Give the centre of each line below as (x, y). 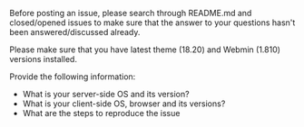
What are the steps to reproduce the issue (101, 113)
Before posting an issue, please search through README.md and (131, 13)
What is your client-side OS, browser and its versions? (124, 104)
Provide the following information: (73, 77)
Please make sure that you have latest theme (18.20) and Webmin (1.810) (145, 50)
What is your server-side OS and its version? (106, 94)
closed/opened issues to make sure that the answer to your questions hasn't (152, 23)
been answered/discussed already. (75, 32)
